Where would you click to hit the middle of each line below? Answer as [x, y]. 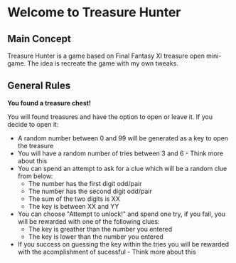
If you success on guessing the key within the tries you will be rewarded [123, 244]
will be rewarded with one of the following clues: [88, 221]
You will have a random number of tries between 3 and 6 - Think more [120, 153]
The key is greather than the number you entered [100, 229]
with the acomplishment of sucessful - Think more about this [107, 252]
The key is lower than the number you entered [96, 237]
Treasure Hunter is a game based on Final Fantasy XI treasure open [106, 56]
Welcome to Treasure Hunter [94, 12]
